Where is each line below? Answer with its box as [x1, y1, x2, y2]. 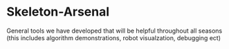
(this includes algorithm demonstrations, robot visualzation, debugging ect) [6, 33, 221, 42]
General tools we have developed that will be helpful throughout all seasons [6, 27, 223, 35]
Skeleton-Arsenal [6, 4, 110, 20]
